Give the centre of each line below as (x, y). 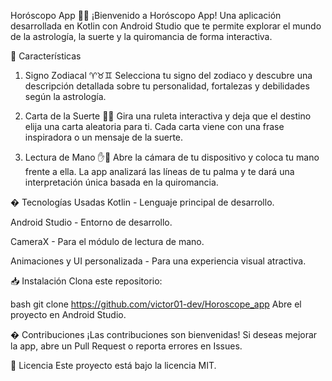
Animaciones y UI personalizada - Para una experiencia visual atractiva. (158, 261)
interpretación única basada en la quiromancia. (121, 182)
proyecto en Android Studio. (68, 314)
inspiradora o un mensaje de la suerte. (104, 137)
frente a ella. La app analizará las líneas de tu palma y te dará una (159, 171)
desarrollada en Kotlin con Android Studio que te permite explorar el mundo (166, 26)
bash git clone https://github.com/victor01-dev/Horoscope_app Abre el (156, 304)
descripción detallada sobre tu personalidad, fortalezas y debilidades (167, 86)
